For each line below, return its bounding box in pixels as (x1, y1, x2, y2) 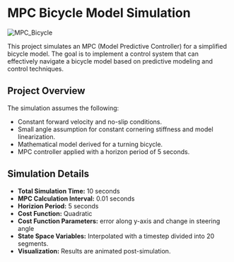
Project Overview (7, 85, 86, 97)
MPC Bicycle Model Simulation (7, 5, 191, 21)
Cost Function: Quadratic (17, 209, 93, 218)
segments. (17, 239, 49, 248)
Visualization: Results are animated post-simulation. (17, 246, 171, 255)
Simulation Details (7, 168, 90, 180)
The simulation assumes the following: (7, 104, 119, 112)
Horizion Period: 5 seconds (17, 201, 99, 210)
